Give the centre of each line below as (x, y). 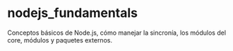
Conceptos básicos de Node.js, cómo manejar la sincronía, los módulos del (117, 33)
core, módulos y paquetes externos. (60, 40)
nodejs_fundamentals (73, 13)
